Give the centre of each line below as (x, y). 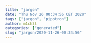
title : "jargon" (22, 10)
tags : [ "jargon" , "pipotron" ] (37, 19)
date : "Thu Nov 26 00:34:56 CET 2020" (46, 14)
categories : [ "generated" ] (33, 28)
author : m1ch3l (21, 23)
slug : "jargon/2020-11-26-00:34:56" (43, 33)
